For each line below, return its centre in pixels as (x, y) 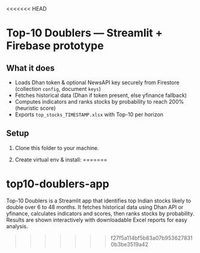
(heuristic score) (35, 108)
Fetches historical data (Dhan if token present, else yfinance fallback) (101, 95)
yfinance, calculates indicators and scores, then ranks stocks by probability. (100, 213)
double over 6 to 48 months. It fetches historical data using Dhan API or (95, 207)
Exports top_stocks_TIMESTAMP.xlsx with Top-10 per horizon (89, 114)
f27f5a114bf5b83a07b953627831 (152, 238)
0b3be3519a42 (130, 244)
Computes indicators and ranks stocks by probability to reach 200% (99, 102)
